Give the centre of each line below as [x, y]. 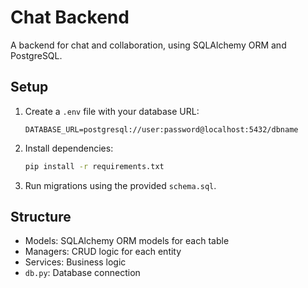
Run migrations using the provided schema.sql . [120, 185]
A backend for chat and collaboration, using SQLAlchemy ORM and [148, 45]
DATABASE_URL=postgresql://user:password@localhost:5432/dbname [161, 129]
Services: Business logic [75, 262]
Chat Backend [70, 17]
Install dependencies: [69, 148]
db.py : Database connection [82, 273]
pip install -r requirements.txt [94, 166]
